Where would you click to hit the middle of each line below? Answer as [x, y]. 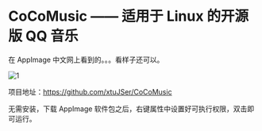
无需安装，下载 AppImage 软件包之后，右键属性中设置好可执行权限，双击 [128, 109]
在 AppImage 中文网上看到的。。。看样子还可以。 [86, 60]
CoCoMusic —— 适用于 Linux [106, 16]
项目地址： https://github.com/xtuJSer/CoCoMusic [90, 91]
